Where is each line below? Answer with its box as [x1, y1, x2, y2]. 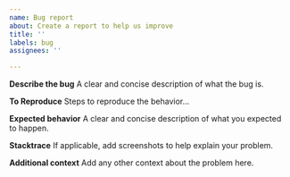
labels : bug [9, 38, 54, 47]
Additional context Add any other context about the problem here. [9, 157, 254, 168]
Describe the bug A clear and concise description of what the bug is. [9, 79, 264, 89]
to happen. [9, 122, 49, 134]
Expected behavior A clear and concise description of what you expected [9, 114, 282, 124]
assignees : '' [9, 46, 62, 55]
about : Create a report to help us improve [9, 21, 174, 30]
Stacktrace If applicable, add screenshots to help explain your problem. [9, 140, 274, 151]
